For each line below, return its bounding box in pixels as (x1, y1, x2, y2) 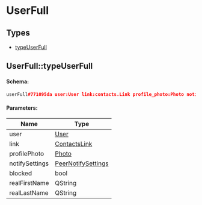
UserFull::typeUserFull (6, 61, 93, 71)
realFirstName (9, 178, 49, 187)
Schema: (6, 78, 29, 85)
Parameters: (6, 104, 38, 112)
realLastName (9, 188, 49, 197)
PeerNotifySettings (55, 159, 109, 168)
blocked (9, 169, 32, 177)
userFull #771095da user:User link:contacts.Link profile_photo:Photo (6, 91, 185, 97)
